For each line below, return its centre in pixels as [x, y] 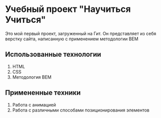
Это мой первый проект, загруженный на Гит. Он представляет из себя [81, 33]
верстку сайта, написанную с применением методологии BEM [72, 39]
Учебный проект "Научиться [68, 9]
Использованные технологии [53, 55]
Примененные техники [43, 93]
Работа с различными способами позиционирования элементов [81, 110]
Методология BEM [32, 77]
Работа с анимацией [34, 105]
